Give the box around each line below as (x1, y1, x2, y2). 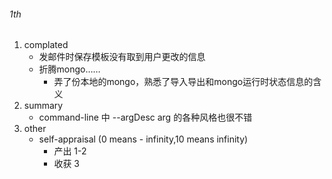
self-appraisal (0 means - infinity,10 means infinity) (38, 133, 249, 145)
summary (23, 100, 64, 112)
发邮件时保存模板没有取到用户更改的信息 (38, 51, 206, 63)
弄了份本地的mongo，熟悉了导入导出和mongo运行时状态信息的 (53, 76, 314, 88)
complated (23, 39, 69, 51)
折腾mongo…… (38, 63, 101, 75)
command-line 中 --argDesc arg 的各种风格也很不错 (38, 111, 253, 124)
